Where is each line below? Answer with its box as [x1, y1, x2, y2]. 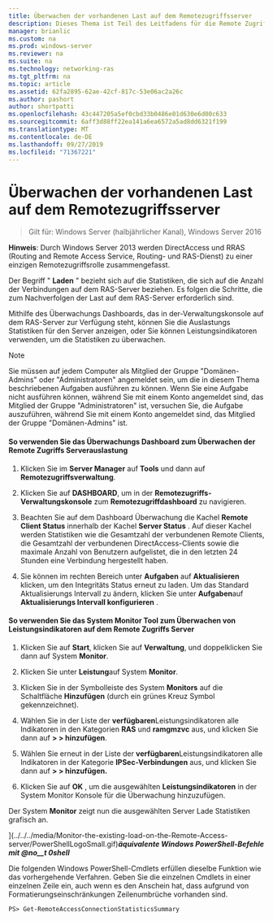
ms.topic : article [8, 80, 71, 88]
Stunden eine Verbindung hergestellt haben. [19, 555, 169, 565]
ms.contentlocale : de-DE [8, 133, 93, 141]
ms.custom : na [8, 34, 57, 43]
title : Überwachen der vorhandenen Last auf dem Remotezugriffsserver [8, 11, 253, 20]
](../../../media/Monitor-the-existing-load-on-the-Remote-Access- [8, 830, 229, 840]
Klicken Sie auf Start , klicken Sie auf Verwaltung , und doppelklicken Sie [19, 642, 262, 652]
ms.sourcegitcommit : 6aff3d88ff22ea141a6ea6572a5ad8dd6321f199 [8, 118, 227, 126]
